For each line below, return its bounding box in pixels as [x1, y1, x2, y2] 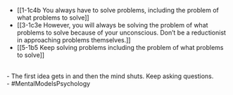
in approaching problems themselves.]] [16, 36, 131, 44]
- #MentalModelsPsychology [6, 80, 91, 87]
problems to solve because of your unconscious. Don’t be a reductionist [16, 28, 227, 37]
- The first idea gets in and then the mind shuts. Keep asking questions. [6, 72, 214, 80]
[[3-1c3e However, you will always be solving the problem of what [16, 21, 208, 29]
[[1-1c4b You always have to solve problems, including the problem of [16, 6, 220, 14]
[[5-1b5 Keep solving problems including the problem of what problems [16, 44, 224, 51]
